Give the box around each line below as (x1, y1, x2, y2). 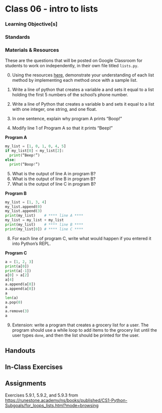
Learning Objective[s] (5, 21, 58, 28)
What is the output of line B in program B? (12, 176, 96, 182)
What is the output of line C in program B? (12, 181, 96, 187)
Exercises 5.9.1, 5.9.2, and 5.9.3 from (5, 392, 79, 398)
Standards (5, 34, 31, 41)
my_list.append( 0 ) (5, 204, 42, 209)
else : (5, 157, 16, 162)
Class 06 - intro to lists (5, 3, 98, 15)
